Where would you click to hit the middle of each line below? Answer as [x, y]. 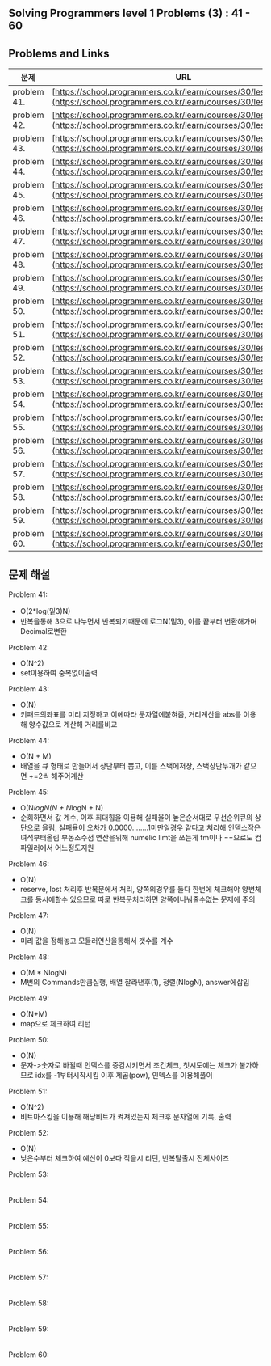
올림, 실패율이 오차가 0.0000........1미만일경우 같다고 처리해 [134, 827]
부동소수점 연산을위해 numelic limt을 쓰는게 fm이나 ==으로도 [157, 838]
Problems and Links [59, 53]
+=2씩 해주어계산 [56, 776]
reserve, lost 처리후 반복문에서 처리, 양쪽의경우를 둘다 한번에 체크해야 [130, 890]
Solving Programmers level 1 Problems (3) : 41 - [129, 13]
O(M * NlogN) [43, 973]
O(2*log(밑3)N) [45, 611]
